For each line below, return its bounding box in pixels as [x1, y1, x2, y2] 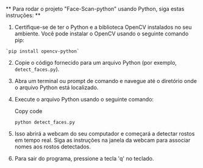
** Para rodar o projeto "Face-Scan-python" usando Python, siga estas [5, 5, 185, 12]
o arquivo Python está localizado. [14, 84, 99, 91]
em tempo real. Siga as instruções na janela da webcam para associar [14, 137, 191, 144]
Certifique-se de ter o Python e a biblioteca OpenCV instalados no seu [14, 24, 192, 31]
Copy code [14, 108, 43, 115]
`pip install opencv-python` [5, 48, 80, 54]
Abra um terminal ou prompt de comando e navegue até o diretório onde [14, 78, 198, 84]
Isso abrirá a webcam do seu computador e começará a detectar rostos [14, 130, 195, 137]
